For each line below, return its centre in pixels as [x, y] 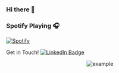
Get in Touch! [23, 52]
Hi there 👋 [21, 9]
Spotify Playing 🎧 [33, 26]
